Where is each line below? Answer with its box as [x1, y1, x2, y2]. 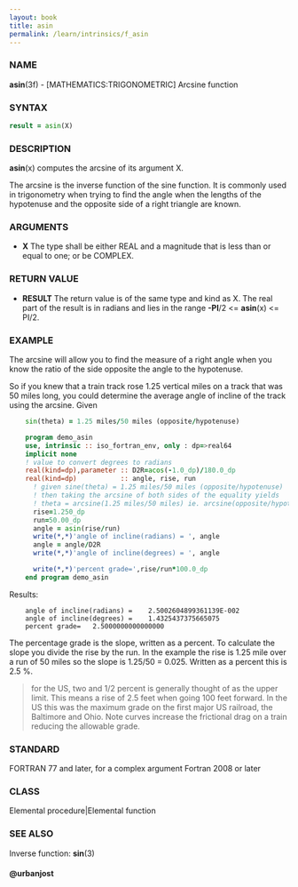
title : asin [9, 21, 53, 30]
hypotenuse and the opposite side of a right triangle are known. [9, 199, 241, 210]
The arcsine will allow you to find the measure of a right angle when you [9, 355, 272, 365]
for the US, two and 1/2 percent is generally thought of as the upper [30, 683, 278, 693]
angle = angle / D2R [32, 540, 101, 549]
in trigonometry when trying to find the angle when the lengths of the [9, 189, 262, 200]
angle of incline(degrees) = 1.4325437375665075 [25, 614, 220, 623]
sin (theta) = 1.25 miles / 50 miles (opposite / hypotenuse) [25, 417, 240, 427]
